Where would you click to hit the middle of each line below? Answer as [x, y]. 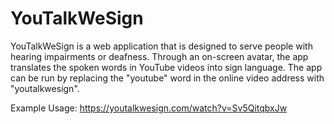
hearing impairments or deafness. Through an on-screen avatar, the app [159, 56]
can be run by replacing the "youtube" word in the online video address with [167, 78]
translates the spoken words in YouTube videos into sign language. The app [166, 67]
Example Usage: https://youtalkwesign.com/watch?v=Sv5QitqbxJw [149, 108]
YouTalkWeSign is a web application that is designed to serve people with [161, 46]
